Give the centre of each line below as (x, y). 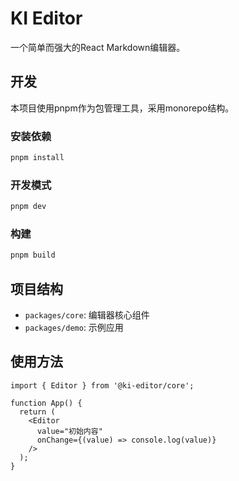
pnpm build (33, 255)
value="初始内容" (69, 431)
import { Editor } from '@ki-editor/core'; (102, 385)
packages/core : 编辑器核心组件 (87, 315)
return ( (37, 412)
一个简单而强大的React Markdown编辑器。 (98, 47)
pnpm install (37, 158)
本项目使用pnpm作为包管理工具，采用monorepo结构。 (122, 108)
